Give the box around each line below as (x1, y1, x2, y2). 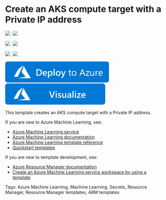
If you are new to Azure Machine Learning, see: (5, 119, 102, 125)
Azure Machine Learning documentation (12, 134, 95, 140)
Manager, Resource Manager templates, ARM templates (5, 189, 120, 195)
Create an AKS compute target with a (5, 3, 162, 15)
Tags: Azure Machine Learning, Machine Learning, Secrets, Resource (5, 184, 148, 190)
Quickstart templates (12, 144, 56, 150)
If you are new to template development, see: (5, 154, 98, 160)
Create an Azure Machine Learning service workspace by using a (12, 169, 147, 175)
